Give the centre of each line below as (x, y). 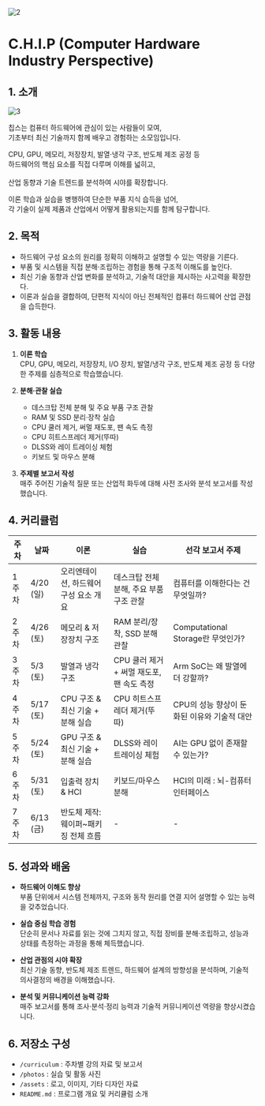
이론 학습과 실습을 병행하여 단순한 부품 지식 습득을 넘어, (93, 199)
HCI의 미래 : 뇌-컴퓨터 (213, 781)
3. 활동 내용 (35, 334)
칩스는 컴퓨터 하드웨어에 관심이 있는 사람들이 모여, (85, 127)
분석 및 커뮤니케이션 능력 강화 (64, 997)
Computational (200, 628)
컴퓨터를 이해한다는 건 (212, 583)
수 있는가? (191, 755)
